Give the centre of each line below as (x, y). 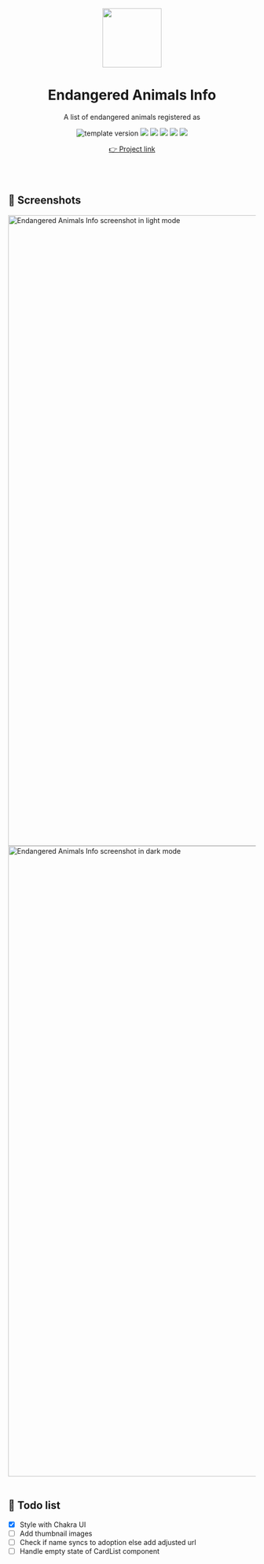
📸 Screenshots (45, 201)
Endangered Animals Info (132, 95)
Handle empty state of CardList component (89, 1551)
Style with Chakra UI (53, 1525)
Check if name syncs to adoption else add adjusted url (108, 1542)
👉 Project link (132, 149)
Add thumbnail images (56, 1533)
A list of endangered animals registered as (132, 117)
